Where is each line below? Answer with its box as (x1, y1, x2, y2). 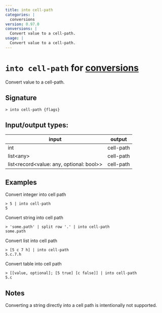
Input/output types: (5, 121, 69, 129)
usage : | (5, 36, 24, 41)
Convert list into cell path (5, 238, 57, 244)
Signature (5, 94, 37, 102)
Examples (5, 178, 37, 186)
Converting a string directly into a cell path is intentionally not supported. (5, 302, 157, 308)
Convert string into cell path (5, 215, 63, 221)
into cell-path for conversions (5, 62, 139, 73)
